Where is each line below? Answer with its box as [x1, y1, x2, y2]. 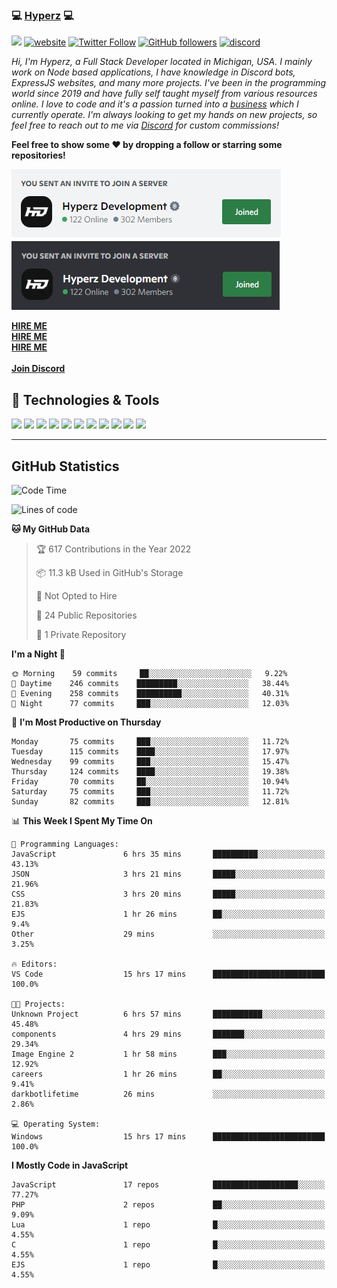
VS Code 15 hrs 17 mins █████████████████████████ [11, 969, 326, 979]
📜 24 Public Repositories [35, 609, 138, 621]
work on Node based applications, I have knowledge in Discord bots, [11, 66, 296, 78]
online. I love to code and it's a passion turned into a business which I [11, 98, 299, 110]
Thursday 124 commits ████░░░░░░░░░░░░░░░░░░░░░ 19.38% [11, 766, 289, 777]
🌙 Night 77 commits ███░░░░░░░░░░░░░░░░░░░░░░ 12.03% [11, 698, 289, 708]
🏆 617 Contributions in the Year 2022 [35, 543, 192, 555]
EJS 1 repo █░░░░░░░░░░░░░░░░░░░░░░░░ [11, 1259, 326, 1270]
